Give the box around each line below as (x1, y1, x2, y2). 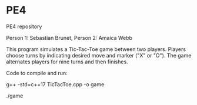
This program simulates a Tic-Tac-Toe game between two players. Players (6, 45, 186, 53)
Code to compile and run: (6, 69, 68, 76)
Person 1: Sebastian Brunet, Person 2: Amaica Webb (6, 34, 133, 41)
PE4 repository (6, 23, 42, 30)
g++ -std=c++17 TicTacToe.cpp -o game (6, 80, 105, 88)
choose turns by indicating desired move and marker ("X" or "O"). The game (6, 52, 192, 59)
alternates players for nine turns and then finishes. (6, 58, 128, 65)
